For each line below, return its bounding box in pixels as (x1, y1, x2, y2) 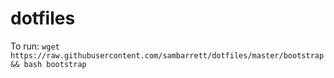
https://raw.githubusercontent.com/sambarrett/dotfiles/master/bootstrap (10, 50, 325, 61)
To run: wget (10, 40, 60, 52)
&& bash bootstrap (10, 59, 87, 69)
